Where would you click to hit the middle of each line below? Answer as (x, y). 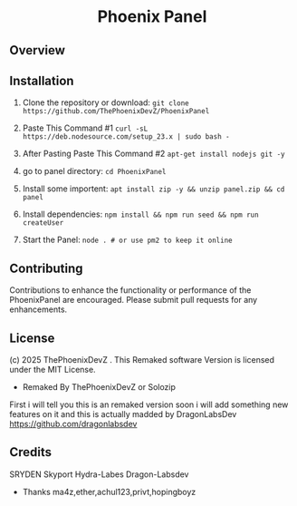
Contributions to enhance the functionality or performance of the (130, 290)
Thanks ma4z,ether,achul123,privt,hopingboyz (109, 491)
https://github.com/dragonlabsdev (73, 424)
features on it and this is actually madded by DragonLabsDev (123, 414)
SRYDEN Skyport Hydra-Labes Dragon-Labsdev (99, 474)
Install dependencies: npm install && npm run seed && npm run (141, 214)
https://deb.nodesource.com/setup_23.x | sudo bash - (126, 137)
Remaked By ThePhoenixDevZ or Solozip (99, 387)
